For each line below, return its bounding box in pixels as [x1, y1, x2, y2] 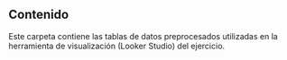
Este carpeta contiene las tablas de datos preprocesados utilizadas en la [8, 30, 279, 41]
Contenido [8, 7, 69, 22]
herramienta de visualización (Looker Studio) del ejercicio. [8, 40, 226, 51]
